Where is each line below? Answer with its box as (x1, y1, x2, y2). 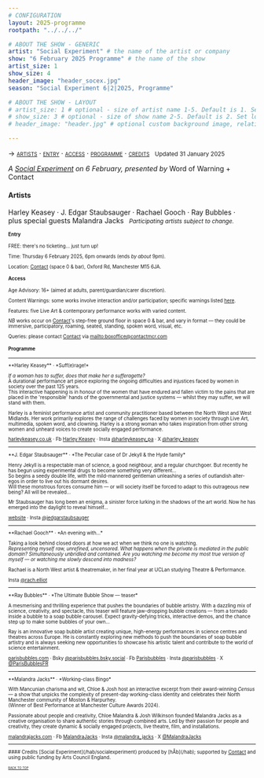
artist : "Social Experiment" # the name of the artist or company (8, 48, 230, 56)
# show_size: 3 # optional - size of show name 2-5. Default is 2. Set (8, 113, 247, 121)
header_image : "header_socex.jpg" (8, 76, 122, 85)
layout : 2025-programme (8, 19, 86, 27)
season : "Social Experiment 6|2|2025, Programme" (8, 84, 174, 92)
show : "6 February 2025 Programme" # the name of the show (8, 55, 206, 63)
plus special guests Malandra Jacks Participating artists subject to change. (8, 216, 234, 226)
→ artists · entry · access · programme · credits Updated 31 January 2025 (8, 149, 225, 158)
